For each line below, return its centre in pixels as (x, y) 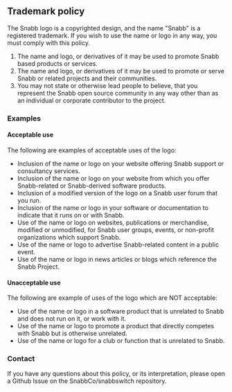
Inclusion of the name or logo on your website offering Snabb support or (121, 163)
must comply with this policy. (48, 43)
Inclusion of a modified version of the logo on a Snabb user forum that (117, 193)
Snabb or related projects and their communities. (87, 78)
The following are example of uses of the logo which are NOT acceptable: (113, 298)
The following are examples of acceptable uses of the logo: (92, 150)
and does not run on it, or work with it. (72, 319)
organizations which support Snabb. (69, 237)
